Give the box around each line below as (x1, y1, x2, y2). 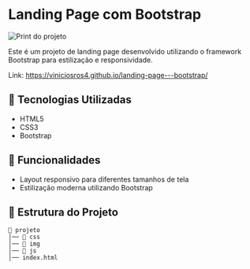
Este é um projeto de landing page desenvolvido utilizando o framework (8, 46, 242, 56)
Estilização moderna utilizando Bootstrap (19, 182, 154, 192)
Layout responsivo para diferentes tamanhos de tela (19, 175, 189, 184)
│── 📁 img (8, 240, 41, 249)
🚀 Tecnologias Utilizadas (8, 93, 132, 107)
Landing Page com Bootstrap (8, 6, 202, 24)
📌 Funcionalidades (8, 153, 101, 167)
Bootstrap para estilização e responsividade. (8, 55, 154, 64)
